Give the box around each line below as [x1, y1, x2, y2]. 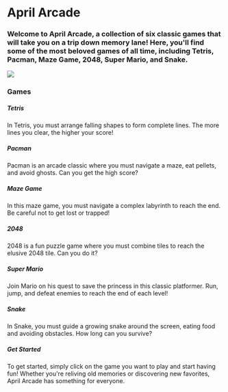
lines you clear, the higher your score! [7, 129, 114, 137]
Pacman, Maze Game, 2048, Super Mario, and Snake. [7, 55, 188, 64]
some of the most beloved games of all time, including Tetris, [7, 47, 214, 56]
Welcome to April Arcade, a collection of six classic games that [7, 29, 221, 39]
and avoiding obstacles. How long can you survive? [7, 330, 153, 338]
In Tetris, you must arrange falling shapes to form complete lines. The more [7, 121, 220, 129]
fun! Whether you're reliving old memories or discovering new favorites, [7, 369, 210, 378]
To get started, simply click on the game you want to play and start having [7, 363, 216, 371]
